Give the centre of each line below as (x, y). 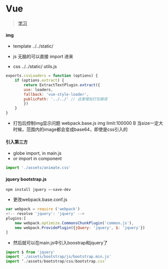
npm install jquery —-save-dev (38, 190)
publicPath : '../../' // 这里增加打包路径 (66, 99)
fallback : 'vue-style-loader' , (56, 94)
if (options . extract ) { (40, 81)
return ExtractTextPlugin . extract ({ (62, 85)
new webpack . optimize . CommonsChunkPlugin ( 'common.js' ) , (74, 223)
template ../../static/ (33, 46)
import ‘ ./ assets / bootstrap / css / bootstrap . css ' (56, 261)
